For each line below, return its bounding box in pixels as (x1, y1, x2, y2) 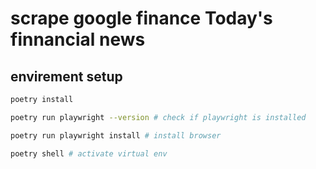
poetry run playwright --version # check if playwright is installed (10, 112, 307, 122)
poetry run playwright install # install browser (10, 130, 222, 141)
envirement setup (10, 68, 123, 85)
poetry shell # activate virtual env (10, 148, 168, 159)
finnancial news (10, 28, 146, 51)
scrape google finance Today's (10, 7, 273, 30)
